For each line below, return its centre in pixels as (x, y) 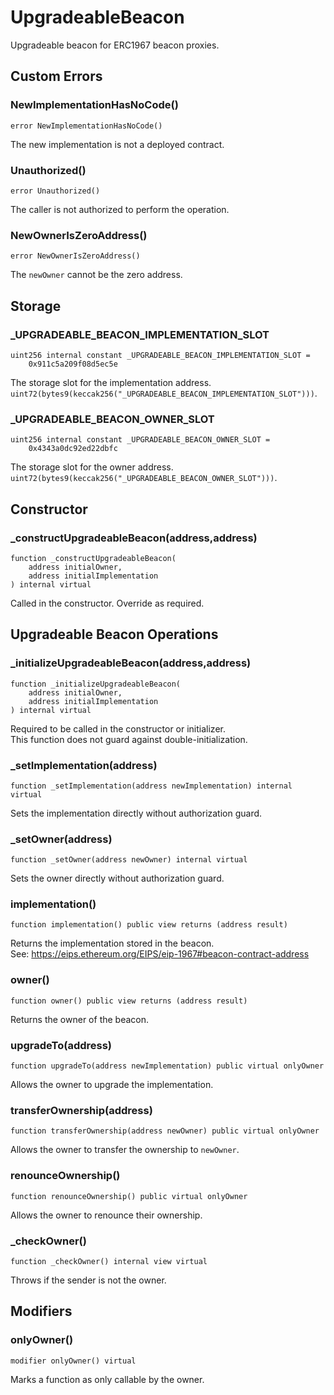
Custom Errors (56, 76)
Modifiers (41, 1311)
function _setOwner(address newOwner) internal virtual (129, 860)
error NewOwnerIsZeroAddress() (75, 256)
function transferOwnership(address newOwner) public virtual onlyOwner (165, 1131)
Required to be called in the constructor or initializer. (118, 728)
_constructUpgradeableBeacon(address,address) (134, 538)
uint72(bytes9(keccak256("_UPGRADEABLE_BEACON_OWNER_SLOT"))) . (144, 478)
